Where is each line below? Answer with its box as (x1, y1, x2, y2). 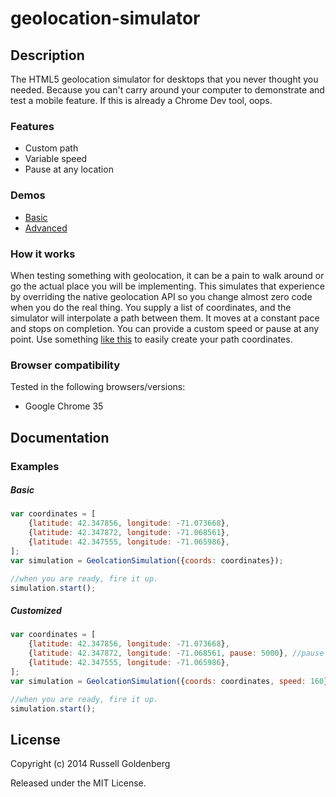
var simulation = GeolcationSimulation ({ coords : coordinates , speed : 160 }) (10, 676, 333, 686)
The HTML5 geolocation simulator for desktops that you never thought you (10, 73, 319, 85)
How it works (10, 247, 76, 261)
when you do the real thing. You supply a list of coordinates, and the (10, 301, 292, 313)
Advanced (24, 222, 68, 234)
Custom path (24, 142, 79, 154)
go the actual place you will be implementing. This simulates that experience (10, 280, 325, 292)
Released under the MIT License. (10, 777, 147, 789)
